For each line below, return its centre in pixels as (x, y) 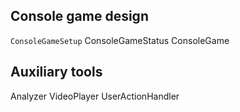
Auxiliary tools (56, 72)
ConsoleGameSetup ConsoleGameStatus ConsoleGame (120, 40)
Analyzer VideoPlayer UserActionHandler (95, 96)
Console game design (79, 16)
